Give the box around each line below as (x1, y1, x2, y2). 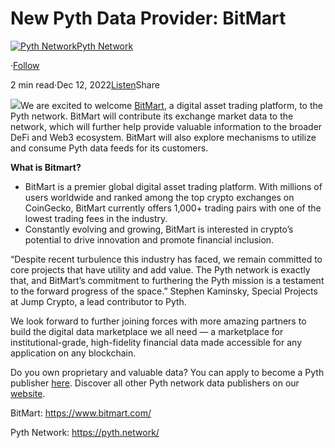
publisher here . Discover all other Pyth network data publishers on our (10, 377, 300, 389)
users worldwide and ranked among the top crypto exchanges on (24, 191, 295, 203)
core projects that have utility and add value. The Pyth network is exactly (10, 263, 311, 276)
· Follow (10, 59, 40, 71)
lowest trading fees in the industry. (24, 212, 168, 224)
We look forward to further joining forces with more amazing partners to (10, 315, 307, 327)
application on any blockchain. (10, 347, 137, 359)
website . (10, 387, 46, 399)
